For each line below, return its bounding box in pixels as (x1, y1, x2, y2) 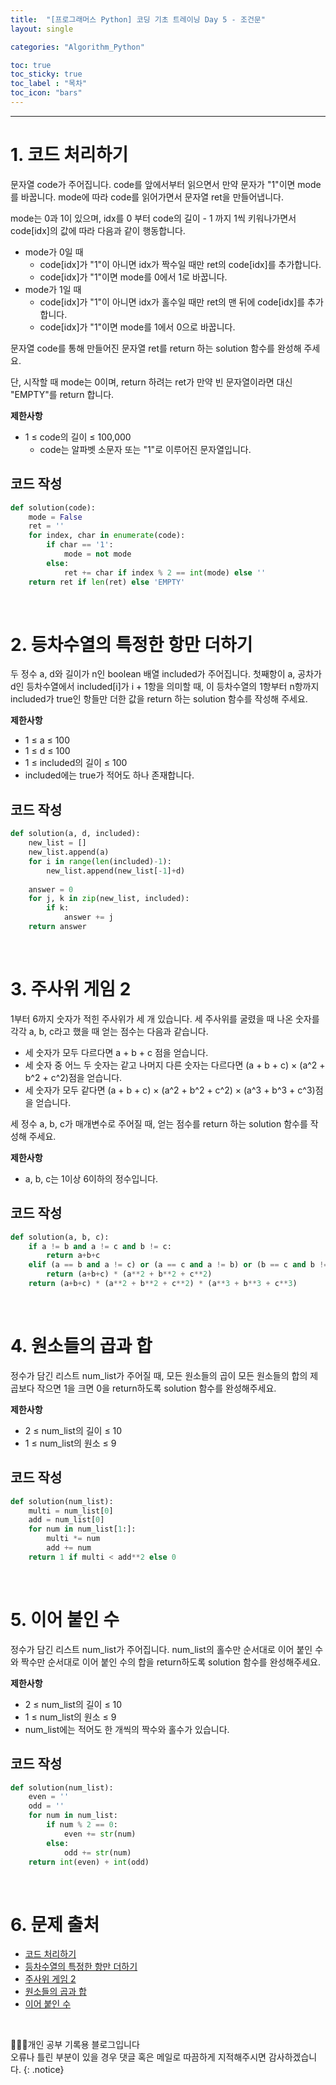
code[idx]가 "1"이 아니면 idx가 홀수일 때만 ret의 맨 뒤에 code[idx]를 (39, 296, 306, 308)
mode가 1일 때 (24, 283, 82, 295)
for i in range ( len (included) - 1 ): (28, 856, 172, 866)
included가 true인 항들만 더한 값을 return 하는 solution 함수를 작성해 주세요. (10, 693, 308, 705)
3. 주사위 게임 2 (10, 978, 132, 1001)
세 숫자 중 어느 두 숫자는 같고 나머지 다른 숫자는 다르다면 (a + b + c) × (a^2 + (24, 1059, 326, 1071)
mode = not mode (63, 549, 132, 559)
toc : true (10, 60, 52, 70)
